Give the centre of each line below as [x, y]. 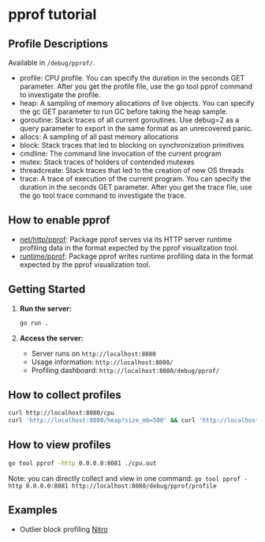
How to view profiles [60, 445]
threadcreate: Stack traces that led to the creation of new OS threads [132, 170]
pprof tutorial [52, 15]
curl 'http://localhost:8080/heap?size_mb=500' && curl [102, 420]
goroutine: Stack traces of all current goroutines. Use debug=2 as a [129, 120]
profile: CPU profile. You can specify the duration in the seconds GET [132, 78]
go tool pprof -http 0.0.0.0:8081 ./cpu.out [82, 463]
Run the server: [46, 308]
